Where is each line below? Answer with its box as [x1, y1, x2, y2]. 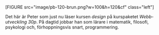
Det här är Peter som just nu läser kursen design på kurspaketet [5, 14, 138, 19]
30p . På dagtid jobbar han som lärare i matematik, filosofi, [28, 19, 149, 25]
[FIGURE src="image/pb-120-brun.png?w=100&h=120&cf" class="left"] [5, 4, 154, 10]
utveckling [5, 19, 27, 25]
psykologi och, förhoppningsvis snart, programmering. [5, 24, 119, 30]
